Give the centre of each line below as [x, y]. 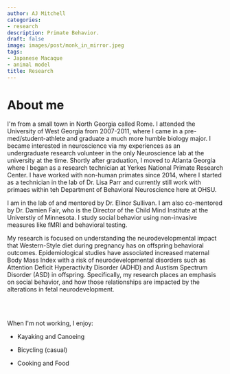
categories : [24, 20]
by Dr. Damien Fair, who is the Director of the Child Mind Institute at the [107, 210]
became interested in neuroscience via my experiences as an [94, 146]
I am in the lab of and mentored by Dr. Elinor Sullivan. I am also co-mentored [115, 203]
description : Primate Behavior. [53, 33]
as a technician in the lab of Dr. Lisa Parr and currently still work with [104, 182]
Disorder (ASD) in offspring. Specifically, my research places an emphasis [112, 275]
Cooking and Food [43, 363]
